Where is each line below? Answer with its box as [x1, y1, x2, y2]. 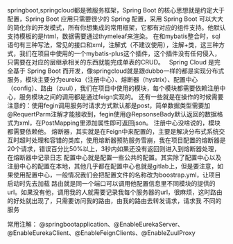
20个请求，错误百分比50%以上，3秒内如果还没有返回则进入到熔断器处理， [7, 145, 221, 152]
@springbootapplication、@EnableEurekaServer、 [39, 220, 184, 228]
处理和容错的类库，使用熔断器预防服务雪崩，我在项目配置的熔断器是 [31, 136, 226, 144]
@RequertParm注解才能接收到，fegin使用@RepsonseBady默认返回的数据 [7, 110, 217, 118]
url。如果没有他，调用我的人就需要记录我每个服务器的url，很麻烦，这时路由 [7, 188, 223, 196]
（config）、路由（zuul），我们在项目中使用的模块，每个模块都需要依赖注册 [7, 84, 220, 92]
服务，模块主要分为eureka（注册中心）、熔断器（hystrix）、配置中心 [7, 76, 198, 83]
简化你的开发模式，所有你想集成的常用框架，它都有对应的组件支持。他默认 [12, 24, 226, 31]
